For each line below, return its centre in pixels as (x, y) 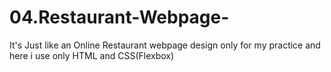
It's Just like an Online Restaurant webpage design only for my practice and (165, 45)
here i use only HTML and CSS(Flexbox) (92, 55)
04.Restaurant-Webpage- (119, 17)
